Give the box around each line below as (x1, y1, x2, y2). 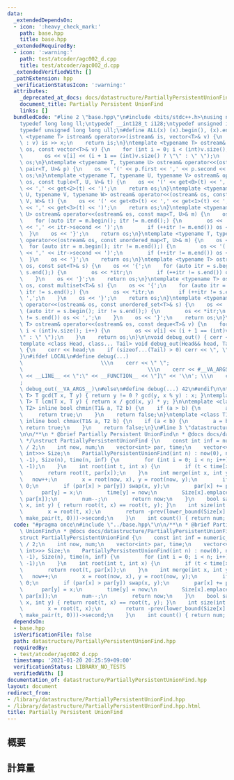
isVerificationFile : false (13, 631, 92, 638)
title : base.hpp (19, 36, 68, 43)
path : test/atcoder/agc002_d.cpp (19, 56, 117, 63)
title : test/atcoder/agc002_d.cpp (19, 62, 120, 69)
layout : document (7, 683, 58, 690)
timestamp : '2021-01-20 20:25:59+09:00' (13, 657, 132, 664)
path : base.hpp (19, 29, 64, 37)
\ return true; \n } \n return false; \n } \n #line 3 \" (19, 424, 192, 431)
